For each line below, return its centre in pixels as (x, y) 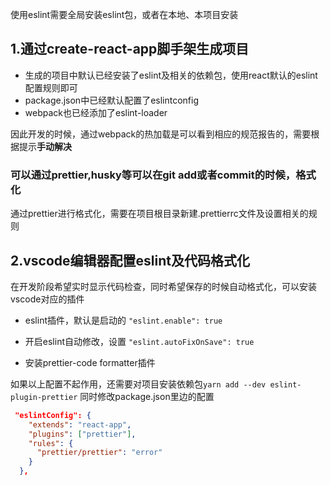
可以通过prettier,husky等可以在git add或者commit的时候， (153, 175)
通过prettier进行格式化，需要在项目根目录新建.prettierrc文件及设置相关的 (159, 214)
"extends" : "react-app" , (80, 424)
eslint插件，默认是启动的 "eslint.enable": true (123, 320)
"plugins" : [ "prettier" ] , (82, 434)
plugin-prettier (44, 397)
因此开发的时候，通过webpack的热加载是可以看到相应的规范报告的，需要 (161, 134)
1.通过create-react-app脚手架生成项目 (130, 49)
